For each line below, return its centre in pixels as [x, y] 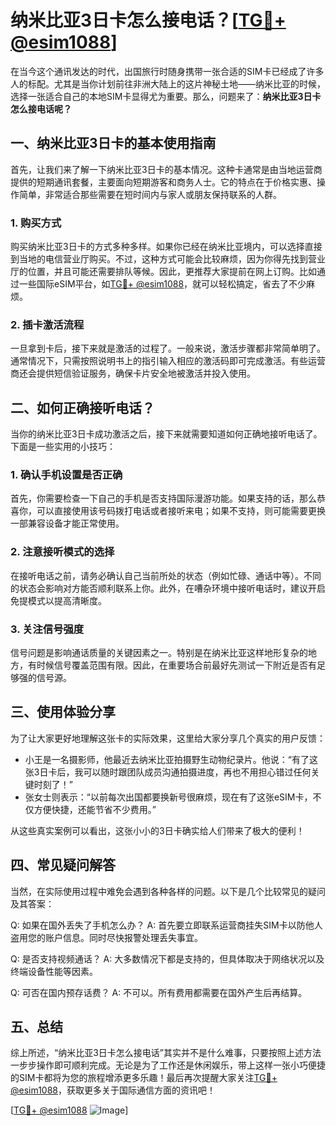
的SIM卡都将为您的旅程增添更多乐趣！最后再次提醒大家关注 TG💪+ [144, 1078]
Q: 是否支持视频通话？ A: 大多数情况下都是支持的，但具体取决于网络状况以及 [167, 958]
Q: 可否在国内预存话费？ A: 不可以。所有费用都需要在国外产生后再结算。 [159, 992]
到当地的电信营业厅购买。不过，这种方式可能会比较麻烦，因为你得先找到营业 [168, 259]
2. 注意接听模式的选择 [62, 552]
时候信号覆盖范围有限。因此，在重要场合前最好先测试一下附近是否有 [176, 665]
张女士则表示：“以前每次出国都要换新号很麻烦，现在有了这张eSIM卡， [168, 797]
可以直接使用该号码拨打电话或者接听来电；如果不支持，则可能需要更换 [181, 511]
